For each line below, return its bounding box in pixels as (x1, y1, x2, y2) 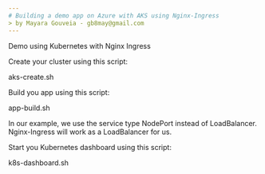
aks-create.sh (8, 72, 54, 81)
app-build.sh (8, 103, 50, 113)
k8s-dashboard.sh (8, 157, 69, 168)
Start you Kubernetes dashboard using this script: (8, 142, 172, 152)
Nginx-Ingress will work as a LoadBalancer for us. (8, 127, 172, 136)
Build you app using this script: (8, 87, 110, 97)
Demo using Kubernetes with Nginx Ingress (8, 41, 152, 50)
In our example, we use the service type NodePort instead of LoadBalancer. (8, 118, 258, 128)
